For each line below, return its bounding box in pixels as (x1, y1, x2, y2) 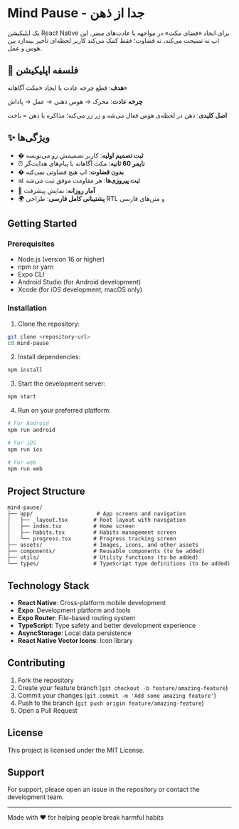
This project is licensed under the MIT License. (7, 746, 145, 754)
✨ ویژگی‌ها (7, 132, 50, 144)
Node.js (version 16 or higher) (17, 255, 105, 264)
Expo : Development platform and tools (17, 606, 131, 614)
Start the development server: (17, 379, 106, 388)
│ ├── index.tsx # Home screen (7, 522, 135, 530)
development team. (7, 793, 64, 801)
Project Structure (7, 485, 85, 497)
